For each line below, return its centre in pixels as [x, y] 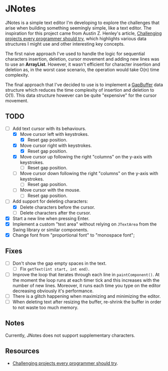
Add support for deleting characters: [50, 202]
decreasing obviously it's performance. [53, 291]
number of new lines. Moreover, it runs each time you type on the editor [87, 285]
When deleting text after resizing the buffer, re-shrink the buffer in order [87, 302]
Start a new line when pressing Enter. [51, 218]
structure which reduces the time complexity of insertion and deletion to [80, 90]
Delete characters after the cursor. [55, 213]
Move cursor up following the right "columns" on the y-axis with [86, 157]
